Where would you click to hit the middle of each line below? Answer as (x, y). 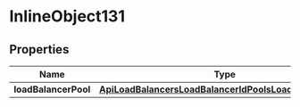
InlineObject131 (67, 16)
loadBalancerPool (52, 89)
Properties (39, 49)
